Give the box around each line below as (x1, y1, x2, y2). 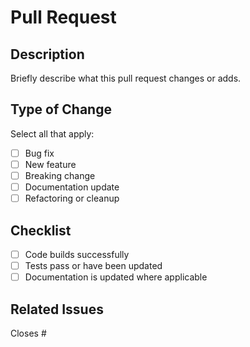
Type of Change (10, 101, 112, 118)
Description (10, 46, 85, 63)
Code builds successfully (24, 248, 130, 260)
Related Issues (10, 301, 104, 318)
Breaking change (24, 169, 96, 181)
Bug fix (24, 147, 55, 159)
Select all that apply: (10, 127, 95, 140)
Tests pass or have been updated (24, 260, 163, 271)
